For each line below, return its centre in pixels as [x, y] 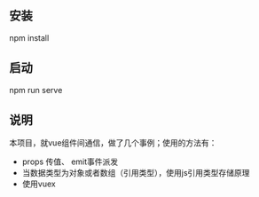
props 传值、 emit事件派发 [70, 162]
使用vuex [39, 184]
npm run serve [36, 90]
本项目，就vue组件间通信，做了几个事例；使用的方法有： [113, 143]
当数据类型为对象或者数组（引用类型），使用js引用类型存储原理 [136, 173]
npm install [29, 37]
